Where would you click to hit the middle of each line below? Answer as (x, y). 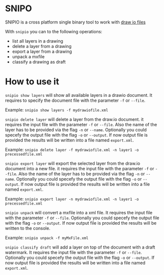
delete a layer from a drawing (42, 46)
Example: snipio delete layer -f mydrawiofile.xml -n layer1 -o (72, 149)
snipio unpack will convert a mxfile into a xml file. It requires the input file (79, 212)
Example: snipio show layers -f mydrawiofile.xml (57, 110)
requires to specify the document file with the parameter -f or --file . (75, 100)
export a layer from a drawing (42, 51)
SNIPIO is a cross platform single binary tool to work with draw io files (75, 22)
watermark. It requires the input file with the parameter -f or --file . (73, 252)
